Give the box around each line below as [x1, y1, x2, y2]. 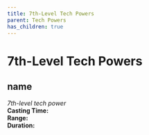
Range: [7, 114, 28, 122]
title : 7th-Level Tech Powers [7, 10, 95, 17]
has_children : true [7, 23, 64, 30]
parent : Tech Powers [7, 17, 67, 24]
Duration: [7, 121, 35, 129]
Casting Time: [7, 106, 49, 115]
